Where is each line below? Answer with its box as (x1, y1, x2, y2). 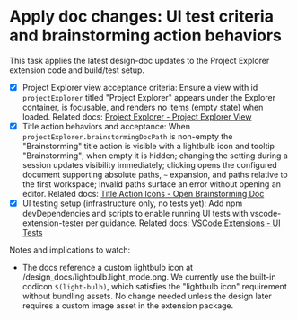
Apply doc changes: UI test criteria (9, 6, 274, 27)
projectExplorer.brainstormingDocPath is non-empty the (22, 131, 233, 142)
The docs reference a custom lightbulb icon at (22, 262, 194, 273)
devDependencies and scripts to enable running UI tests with (22, 209, 249, 219)
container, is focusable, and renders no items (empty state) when (22, 102, 264, 112)
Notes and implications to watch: (9, 244, 131, 255)
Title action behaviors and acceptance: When (22, 121, 191, 131)
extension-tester (22, 218, 84, 228)
